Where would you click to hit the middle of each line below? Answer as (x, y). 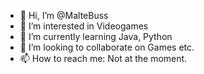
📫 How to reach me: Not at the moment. (103, 58)
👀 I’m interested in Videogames (84, 26)
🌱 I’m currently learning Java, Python (96, 36)
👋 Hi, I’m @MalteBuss (64, 15)
